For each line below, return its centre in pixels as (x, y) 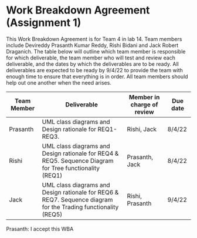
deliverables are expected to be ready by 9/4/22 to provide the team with (95, 70)
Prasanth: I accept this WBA (40, 229)
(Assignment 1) (44, 23)
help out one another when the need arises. (59, 82)
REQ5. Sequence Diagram (78, 160)
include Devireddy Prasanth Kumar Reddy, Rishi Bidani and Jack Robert (92, 45)
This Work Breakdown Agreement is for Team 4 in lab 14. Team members (94, 39)
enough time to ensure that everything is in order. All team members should (97, 76)
